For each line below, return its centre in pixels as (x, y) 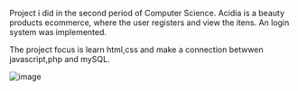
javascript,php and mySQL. (60, 59)
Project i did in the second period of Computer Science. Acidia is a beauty (147, 13)
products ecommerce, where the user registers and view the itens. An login (149, 23)
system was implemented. (58, 32)
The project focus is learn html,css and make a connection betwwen (136, 50)
